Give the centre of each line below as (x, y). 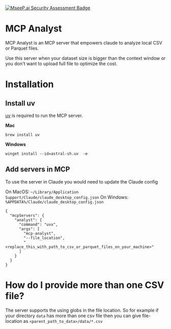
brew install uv (22, 135)
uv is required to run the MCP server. (44, 115)
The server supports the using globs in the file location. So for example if (82, 310)
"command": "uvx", (38, 224)
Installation (30, 84)
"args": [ (29, 229)
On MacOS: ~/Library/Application (42, 192)
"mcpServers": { (27, 215)
